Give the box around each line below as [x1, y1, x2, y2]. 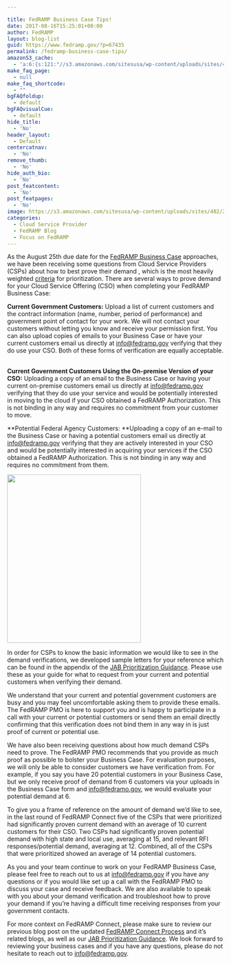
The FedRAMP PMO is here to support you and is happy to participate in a [7, 706, 217, 714]
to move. [7, 411, 32, 419]
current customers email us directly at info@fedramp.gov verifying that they [7, 339, 222, 348]
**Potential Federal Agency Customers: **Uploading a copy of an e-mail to [7, 424, 223, 432]
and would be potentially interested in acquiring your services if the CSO [7, 446, 213, 454]
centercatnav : [7, 144, 48, 151]
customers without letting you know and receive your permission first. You [7, 324, 218, 333]
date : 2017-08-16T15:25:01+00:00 [7, 22, 103, 30]
